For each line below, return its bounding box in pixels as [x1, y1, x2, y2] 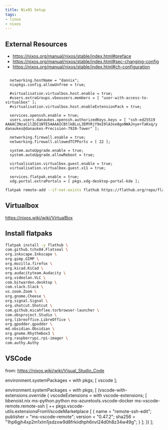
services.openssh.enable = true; [9, 113, 79, 118]
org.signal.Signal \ [5, 299, 48, 304]
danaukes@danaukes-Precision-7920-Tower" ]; [5, 126, 99, 131]
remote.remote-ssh [5, 403, 45, 409]
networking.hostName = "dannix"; [9, 78, 79, 83]
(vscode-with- [97, 387, 127, 393]
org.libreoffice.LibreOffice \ [5, 317, 70, 322]
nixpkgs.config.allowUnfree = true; [9, 82, 86, 88]
